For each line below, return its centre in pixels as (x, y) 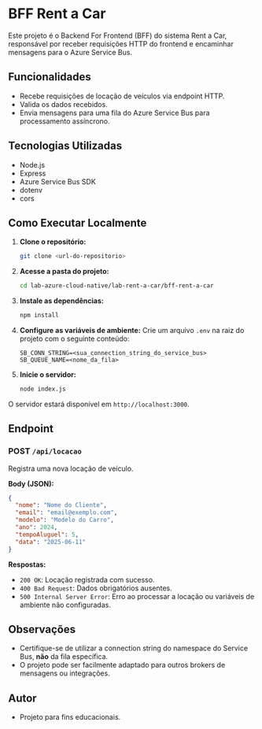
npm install (39, 316)
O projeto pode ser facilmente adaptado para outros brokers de (122, 665)
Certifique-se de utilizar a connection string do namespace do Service (134, 648)
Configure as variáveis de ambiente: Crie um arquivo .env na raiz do (132, 330)
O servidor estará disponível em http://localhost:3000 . (99, 404)
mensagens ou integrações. (65, 673)
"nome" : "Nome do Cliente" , (61, 505)
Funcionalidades (50, 77)
